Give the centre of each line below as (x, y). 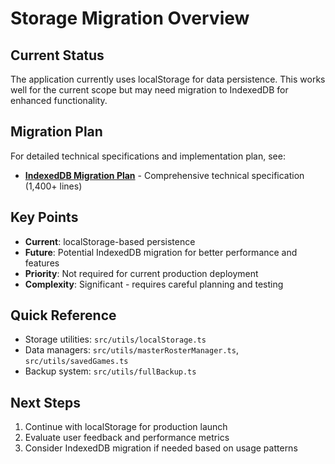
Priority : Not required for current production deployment (141, 273)
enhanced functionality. (59, 100)
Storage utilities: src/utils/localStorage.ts (115, 339)
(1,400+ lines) (53, 186)
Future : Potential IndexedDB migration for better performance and (161, 252)
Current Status (57, 55)
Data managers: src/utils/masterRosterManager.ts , (131, 350)
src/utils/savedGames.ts (76, 362)
